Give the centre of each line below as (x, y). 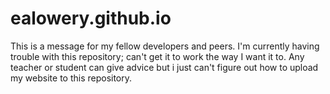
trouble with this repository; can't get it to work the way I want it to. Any (157, 56)
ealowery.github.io (91, 18)
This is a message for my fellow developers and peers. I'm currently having (165, 46)
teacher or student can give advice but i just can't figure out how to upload (164, 67)
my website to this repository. (71, 78)
